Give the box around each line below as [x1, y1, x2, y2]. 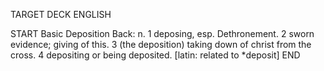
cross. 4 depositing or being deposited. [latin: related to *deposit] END [10, 49, 301, 61]
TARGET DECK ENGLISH [10, 9, 112, 20]
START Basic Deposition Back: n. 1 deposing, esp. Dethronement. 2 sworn [10, 28, 315, 39]
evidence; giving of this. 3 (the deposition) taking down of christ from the [10, 39, 312, 50]
